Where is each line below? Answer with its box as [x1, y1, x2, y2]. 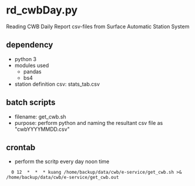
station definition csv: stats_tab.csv [14, 80, 100, 87]
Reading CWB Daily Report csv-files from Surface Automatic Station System [6, 23, 190, 30]
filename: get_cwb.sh [14, 113, 66, 120]
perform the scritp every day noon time [14, 158, 110, 165]
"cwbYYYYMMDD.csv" [14, 126, 70, 133]
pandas [23, 68, 42, 75]
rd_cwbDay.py [6, 4, 78, 17]
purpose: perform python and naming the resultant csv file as [14, 119, 163, 126]
